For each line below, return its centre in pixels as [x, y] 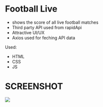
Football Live [31, 9]
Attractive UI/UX [28, 32]
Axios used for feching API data [44, 38]
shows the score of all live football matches [55, 22]
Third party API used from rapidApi [47, 27]
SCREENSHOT [34, 86]
